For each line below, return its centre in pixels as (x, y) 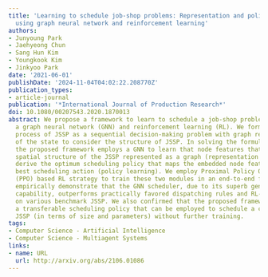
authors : (23, 30)
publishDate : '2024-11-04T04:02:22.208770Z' (83, 82)
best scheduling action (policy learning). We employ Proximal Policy (135, 172)
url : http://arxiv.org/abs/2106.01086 (80, 260)
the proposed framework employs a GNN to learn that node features (130, 149)
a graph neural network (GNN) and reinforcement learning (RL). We (130, 127)
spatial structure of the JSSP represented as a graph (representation (137, 156)
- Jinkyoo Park (33, 68)
